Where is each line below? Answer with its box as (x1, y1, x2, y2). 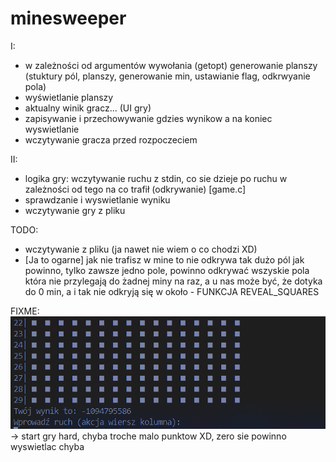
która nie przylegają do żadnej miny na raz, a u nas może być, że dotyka (24, 275, 323, 287)
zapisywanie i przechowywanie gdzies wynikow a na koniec (24, 112, 273, 124)
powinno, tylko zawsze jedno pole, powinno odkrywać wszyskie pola (24, 264, 310, 276)
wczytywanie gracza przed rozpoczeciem (24, 133, 198, 146)
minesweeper (10, 7, 127, 30)
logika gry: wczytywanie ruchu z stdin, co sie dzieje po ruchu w (24, 172, 288, 184)
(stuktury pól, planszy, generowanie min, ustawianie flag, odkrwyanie (24, 70, 311, 82)
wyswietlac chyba (10, 440, 85, 452)
